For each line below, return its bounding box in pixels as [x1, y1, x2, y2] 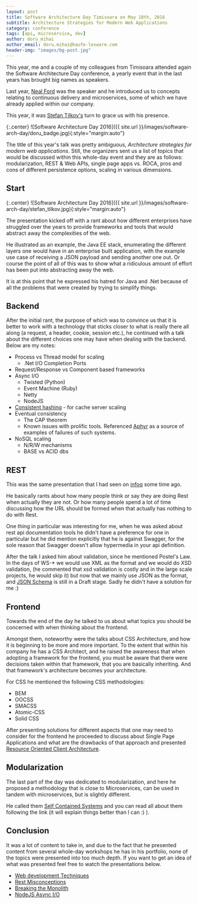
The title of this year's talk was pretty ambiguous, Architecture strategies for [6, 140, 192, 148]
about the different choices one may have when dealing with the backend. [6, 336, 187, 343]
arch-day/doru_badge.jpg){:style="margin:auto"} [6, 129, 125, 136]
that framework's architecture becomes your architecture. [6, 667, 147, 673]
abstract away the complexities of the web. [6, 229, 111, 237]
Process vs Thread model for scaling [14, 353, 105, 360]
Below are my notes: [6, 342, 56, 349]
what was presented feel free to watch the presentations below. [6, 860, 161, 867]
